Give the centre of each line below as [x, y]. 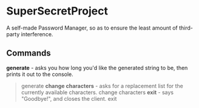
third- [186, 28]
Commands [29, 53]
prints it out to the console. [40, 74]
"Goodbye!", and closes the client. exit [69, 98]
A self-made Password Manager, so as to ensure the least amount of [92, 28]
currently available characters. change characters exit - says [97, 92]
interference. [37, 34]
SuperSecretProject [57, 11]
